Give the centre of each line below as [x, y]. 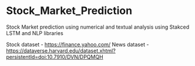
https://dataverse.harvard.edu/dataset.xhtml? [61, 50]
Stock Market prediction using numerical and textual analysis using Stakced [98, 27]
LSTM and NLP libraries [35, 33]
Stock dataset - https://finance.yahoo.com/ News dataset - [78, 44]
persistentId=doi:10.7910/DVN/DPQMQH [55, 57]
